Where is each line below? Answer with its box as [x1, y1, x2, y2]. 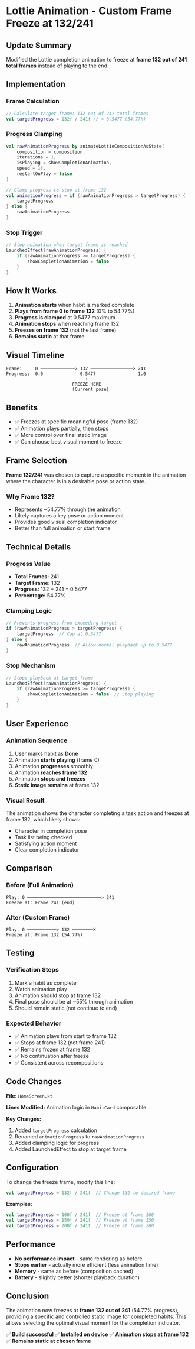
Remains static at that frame [14, 333, 85, 340]
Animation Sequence [6, 736, 68, 745]
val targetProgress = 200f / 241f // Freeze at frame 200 [6, 1223, 154, 1229]
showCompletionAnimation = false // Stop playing [27, 691, 154, 697]
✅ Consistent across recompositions [14, 1059, 104, 1066]
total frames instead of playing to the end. [6, 62, 109, 69]
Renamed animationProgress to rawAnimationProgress [14, 1133, 145, 1140]
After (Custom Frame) [6, 913, 70, 921]
